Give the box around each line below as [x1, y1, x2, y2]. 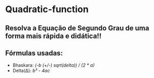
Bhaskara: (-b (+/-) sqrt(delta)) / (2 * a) [12, 62, 95, 68]
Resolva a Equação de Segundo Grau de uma [5, 24, 149, 32]
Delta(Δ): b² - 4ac [12, 67, 50, 74]
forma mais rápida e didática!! [5, 31, 102, 40]
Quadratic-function [5, 4, 89, 15]
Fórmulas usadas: [5, 49, 63, 57]
